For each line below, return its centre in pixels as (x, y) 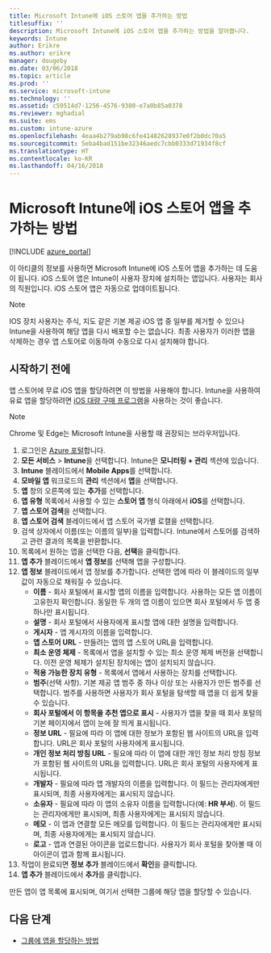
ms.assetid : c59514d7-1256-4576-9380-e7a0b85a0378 (96, 106)
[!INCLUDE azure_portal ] (50, 252)
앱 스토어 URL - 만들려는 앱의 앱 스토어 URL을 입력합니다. (123, 642)
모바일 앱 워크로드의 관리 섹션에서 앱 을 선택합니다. (99, 481)
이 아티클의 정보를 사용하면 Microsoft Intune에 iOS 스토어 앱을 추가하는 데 (126, 268)
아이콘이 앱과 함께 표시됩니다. (79, 854)
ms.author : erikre (40, 53)
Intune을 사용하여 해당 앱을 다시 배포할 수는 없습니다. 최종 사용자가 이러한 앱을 (132, 331)
